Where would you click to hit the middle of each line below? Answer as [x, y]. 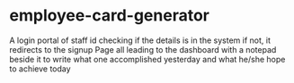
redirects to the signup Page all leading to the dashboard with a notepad [143, 49]
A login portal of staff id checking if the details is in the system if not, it [140, 40]
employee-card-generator [109, 16]
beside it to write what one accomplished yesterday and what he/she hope [147, 59]
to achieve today [40, 69]
